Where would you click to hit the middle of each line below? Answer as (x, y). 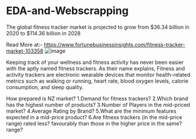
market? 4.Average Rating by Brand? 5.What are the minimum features (91, 111)
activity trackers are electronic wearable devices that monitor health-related (98, 74)
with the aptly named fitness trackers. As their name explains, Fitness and (96, 68)
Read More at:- (24, 45)
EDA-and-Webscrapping (67, 11)
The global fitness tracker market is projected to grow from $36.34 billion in (98, 27)
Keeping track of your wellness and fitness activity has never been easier (95, 62)
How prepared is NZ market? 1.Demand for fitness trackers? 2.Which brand (97, 99)
